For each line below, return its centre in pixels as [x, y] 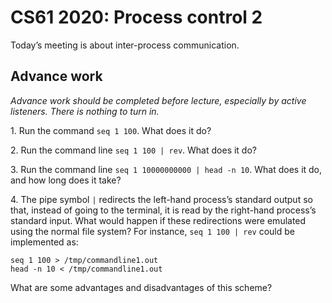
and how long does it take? [66, 180]
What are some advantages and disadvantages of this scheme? [141, 287]
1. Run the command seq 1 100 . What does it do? [111, 130]
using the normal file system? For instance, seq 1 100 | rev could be [153, 231]
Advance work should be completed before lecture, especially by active [158, 100]
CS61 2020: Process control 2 [136, 17]
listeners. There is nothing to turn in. [85, 111]
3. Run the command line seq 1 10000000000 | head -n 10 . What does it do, [166, 169]
